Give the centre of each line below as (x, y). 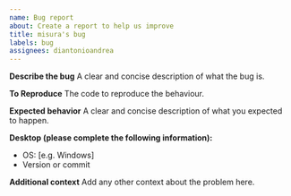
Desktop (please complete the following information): (111, 138)
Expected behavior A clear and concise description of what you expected (146, 111)
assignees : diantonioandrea (62, 51)
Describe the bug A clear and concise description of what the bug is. (137, 76)
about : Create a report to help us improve (92, 26)
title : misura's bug (48, 34)
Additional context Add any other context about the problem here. (132, 182)
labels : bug (31, 43)
